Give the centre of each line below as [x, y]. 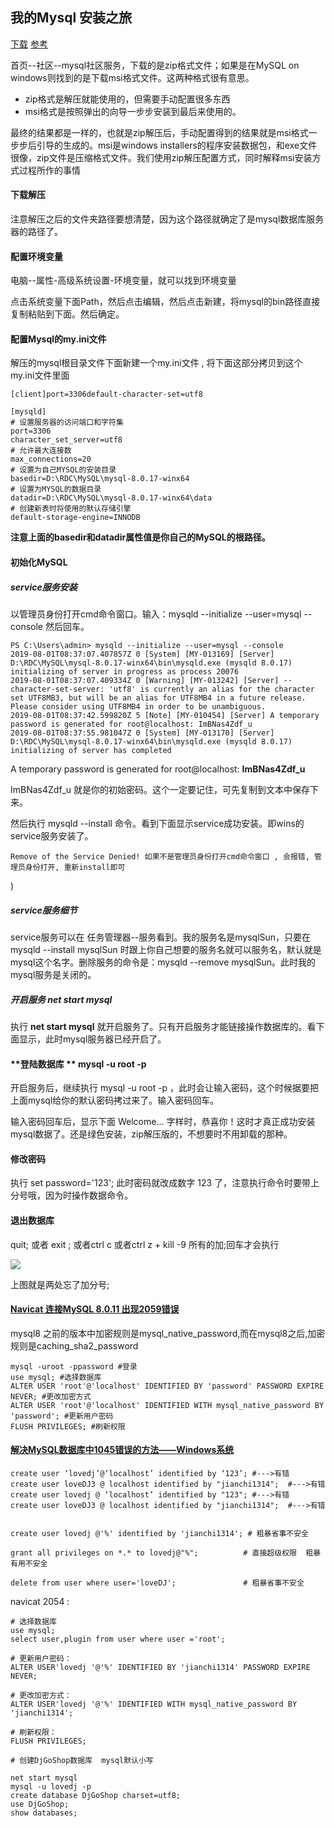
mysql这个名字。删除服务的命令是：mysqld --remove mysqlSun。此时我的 [163, 962]
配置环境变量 [36, 256]
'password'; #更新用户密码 [62, 1416]
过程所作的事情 [49, 170]
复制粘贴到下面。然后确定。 [67, 314]
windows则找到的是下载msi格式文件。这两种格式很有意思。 [132, 77]
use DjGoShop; [40, 1804]
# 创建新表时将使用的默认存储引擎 [71, 509]
